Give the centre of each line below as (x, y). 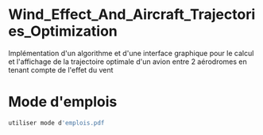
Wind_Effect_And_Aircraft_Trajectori (132, 15)
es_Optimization (63, 31)
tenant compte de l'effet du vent (61, 69)
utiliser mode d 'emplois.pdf (56, 123)
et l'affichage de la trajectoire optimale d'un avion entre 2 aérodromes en (128, 62)
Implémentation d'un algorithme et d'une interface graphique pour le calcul (131, 53)
